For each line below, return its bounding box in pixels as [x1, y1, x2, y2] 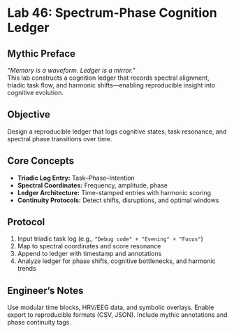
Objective [7, 108, 51, 120]
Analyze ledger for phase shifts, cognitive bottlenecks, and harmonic [17, 257, 216, 265]
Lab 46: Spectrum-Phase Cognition [7, 5, 218, 21]
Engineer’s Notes [7, 285, 84, 297]
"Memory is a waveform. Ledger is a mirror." [7, 66, 136, 74]
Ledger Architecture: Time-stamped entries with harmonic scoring [17, 188, 212, 197]
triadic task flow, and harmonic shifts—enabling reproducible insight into [7, 81, 216, 89]
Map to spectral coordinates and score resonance [17, 242, 161, 250]
